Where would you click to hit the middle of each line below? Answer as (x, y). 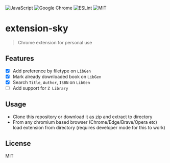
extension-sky (37, 29)
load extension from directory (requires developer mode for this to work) (89, 127)
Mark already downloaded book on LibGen (57, 76)
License (18, 143)
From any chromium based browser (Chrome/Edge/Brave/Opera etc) (85, 122)
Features (20, 59)
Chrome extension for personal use (55, 42)
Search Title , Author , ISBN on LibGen (51, 82)
